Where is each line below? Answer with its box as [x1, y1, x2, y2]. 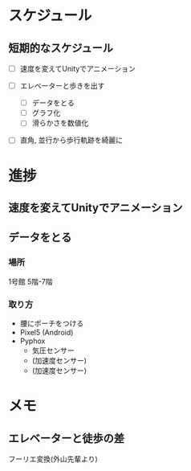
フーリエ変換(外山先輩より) [8, 454, 98, 464]
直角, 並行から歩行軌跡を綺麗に [19, 135, 123, 145]
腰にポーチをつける [19, 318, 84, 328]
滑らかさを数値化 [31, 118, 89, 128]
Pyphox [19, 336, 46, 346]
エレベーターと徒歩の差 [8, 431, 124, 445]
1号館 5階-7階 [8, 276, 53, 286]
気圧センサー [31, 346, 75, 355]
